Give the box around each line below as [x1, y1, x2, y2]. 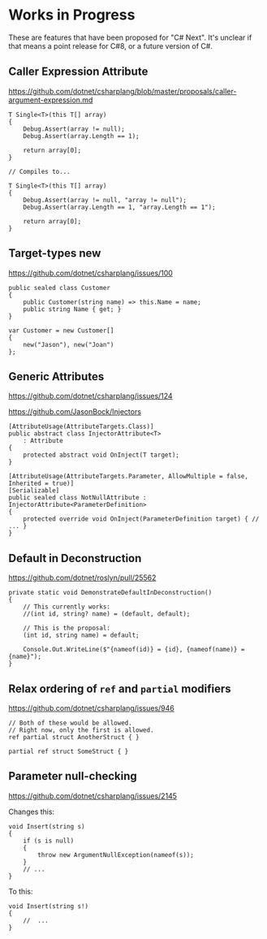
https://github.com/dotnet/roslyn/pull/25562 [8, 573, 157, 582]
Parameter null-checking [8, 769, 138, 783]
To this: [8, 886, 33, 896]
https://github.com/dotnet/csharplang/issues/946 [8, 703, 174, 712]
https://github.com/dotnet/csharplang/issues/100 [8, 268, 173, 278]
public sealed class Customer [8, 283, 111, 292]
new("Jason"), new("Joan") [23, 340, 114, 348]
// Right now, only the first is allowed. [8, 726, 154, 734]
